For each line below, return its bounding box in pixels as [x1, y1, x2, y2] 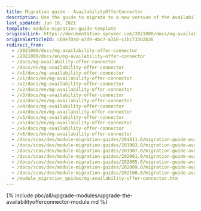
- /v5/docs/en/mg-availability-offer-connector [11, 120, 133, 126]
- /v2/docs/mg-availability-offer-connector [11, 81, 124, 87]
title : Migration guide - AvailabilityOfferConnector [6, 8, 144, 15]
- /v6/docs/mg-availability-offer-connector [11, 126, 124, 132]
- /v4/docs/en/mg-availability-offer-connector [11, 109, 133, 115]
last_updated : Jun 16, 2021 [6, 20, 77, 26]
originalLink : [6, 31, 42, 37]
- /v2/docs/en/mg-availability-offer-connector [11, 87, 133, 93]
